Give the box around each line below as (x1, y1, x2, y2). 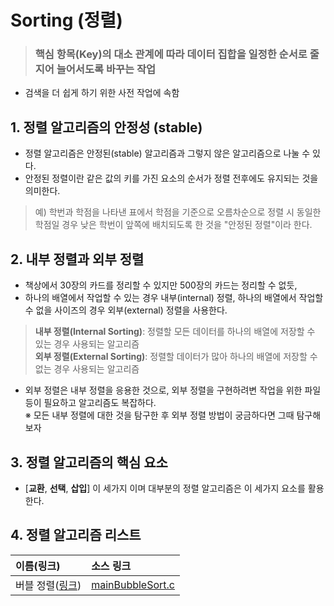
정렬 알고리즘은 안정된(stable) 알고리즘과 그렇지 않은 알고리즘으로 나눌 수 (24, 147, 311, 160)
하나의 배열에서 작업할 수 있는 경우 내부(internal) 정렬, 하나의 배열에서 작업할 (24, 292, 324, 304)
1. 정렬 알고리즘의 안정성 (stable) (10, 119, 203, 136)
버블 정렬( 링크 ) (15, 578, 82, 592)
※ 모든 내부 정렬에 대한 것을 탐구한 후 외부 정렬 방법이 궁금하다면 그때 (24, 409, 295, 421)
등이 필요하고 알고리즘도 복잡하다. (24, 397, 157, 409)
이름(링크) (15, 559, 61, 573)
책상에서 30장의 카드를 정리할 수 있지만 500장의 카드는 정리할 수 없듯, (24, 279, 298, 291)
